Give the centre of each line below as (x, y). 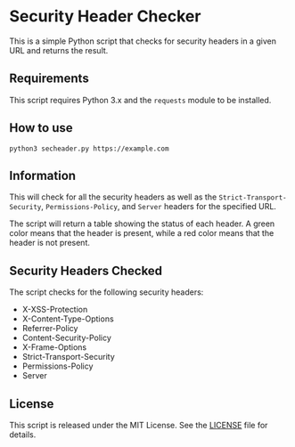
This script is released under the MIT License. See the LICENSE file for (139, 425)
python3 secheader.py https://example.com (89, 149)
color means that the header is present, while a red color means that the (142, 233)
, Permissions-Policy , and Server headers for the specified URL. (159, 207)
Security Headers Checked (86, 270)
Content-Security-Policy (66, 338)
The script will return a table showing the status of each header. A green (142, 223)
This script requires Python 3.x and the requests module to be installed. (140, 100)
